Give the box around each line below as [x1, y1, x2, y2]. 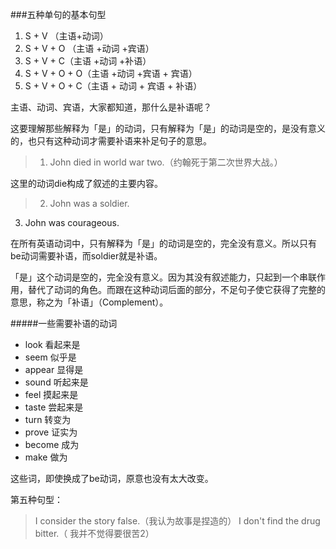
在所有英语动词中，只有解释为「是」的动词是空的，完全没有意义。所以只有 [10, 238, 317, 249]
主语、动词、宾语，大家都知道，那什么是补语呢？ [10, 101, 212, 113]
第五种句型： [10, 494, 63, 505]
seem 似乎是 [24, 351, 77, 363]
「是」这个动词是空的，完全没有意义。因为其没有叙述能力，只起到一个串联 [10, 271, 317, 283]
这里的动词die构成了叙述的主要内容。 [10, 178, 164, 189]
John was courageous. [24, 217, 120, 228]
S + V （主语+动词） [24, 30, 109, 42]
